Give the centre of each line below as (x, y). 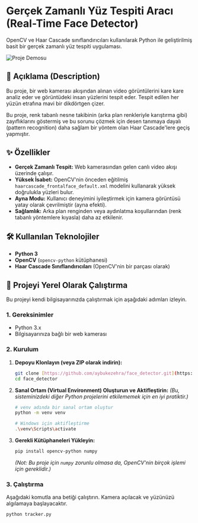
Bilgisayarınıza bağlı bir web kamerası (61, 334)
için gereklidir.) (33, 469)
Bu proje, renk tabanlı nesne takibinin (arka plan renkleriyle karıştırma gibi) (97, 115)
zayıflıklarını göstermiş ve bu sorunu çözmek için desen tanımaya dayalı (94, 121)
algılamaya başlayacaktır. (37, 503)
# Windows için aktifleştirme (52, 424)
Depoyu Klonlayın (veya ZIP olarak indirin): (68, 362)
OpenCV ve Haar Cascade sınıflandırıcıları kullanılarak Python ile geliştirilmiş (99, 40)
